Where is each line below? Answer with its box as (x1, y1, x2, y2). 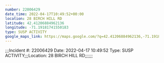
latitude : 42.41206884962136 (5, 20, 64, 26)
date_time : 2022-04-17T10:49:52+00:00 (5, 12, 84, 16)
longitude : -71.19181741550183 (5, 25, 69, 30)
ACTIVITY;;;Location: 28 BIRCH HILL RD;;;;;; (5, 52, 93, 58)
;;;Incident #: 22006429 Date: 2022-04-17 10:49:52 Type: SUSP (5, 47, 134, 53)
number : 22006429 (5, 7, 41, 12)
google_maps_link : (5, 34, 42, 39)
